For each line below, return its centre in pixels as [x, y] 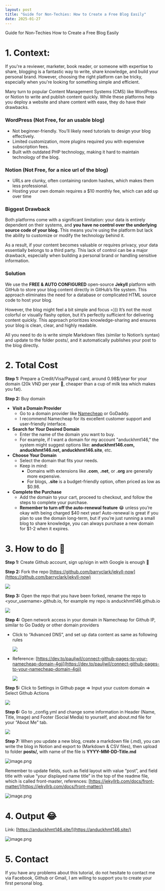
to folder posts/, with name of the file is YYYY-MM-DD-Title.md [71, 752]
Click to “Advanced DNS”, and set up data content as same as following [85, 635]
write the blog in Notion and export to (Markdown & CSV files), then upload [81, 747]
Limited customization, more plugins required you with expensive [78, 141]
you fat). [14, 389]
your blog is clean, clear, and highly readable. [51, 325]
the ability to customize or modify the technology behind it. [65, 236]
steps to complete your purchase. [54, 503]
